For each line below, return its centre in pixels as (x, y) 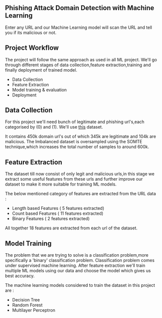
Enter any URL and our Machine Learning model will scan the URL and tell (79, 27)
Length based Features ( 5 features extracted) (58, 208)
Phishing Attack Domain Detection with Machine (80, 8)
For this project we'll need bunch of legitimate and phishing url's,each (75, 122)
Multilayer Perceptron (34, 310)
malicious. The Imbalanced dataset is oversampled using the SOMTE (74, 142)
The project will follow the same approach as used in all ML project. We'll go (81, 59)
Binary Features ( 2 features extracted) (51, 219)
